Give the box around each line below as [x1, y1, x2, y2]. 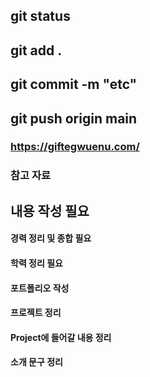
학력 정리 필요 [10, 257, 63, 269]
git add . [10, 42, 63, 59]
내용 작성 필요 [10, 202, 90, 219]
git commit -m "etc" [10, 76, 138, 93]
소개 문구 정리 [10, 356, 63, 368]
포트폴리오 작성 [10, 282, 70, 294]
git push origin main [10, 110, 138, 127]
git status [10, 8, 71, 25]
